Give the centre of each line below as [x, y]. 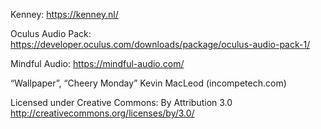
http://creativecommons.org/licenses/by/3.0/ [102, 113]
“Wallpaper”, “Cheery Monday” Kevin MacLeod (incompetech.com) [148, 83]
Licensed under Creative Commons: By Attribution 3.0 [121, 102]
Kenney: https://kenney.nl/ [64, 14]
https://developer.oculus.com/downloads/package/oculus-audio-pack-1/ [160, 44]
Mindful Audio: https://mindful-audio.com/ [97, 63]
